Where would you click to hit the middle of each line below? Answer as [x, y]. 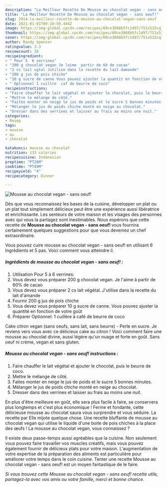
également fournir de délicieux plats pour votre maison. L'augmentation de [82, 449]
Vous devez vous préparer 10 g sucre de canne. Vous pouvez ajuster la [85, 306]
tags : [11, 125]
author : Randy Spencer [29, 42]
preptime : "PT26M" [24, 162]
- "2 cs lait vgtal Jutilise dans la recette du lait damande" [72, 70]
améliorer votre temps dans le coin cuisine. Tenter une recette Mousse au [81, 459]
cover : [12, 38]
